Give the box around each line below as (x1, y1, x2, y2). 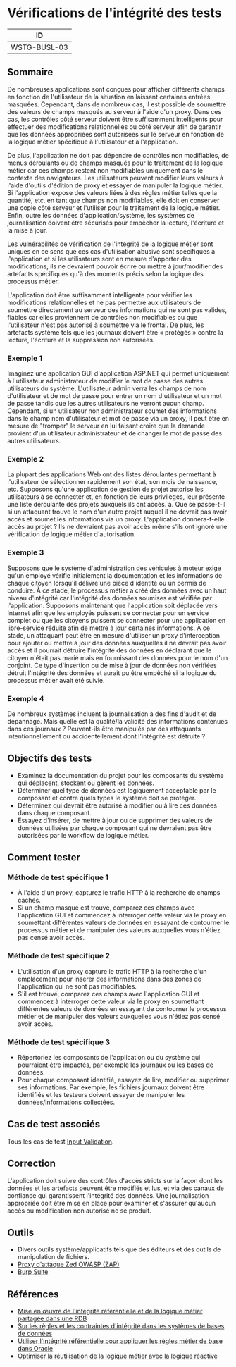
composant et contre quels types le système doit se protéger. (17, 793, 197, 802)
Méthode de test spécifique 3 (7, 1037, 111, 1047)
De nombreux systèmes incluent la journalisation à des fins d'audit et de (7, 710, 217, 718)
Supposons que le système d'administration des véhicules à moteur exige (7, 564, 222, 572)
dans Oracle (17, 1344, 54, 1353)
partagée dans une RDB (17, 1314, 87, 1323)
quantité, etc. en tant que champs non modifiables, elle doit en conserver (7, 196, 220, 204)
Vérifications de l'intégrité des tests (7, 5, 222, 21)
